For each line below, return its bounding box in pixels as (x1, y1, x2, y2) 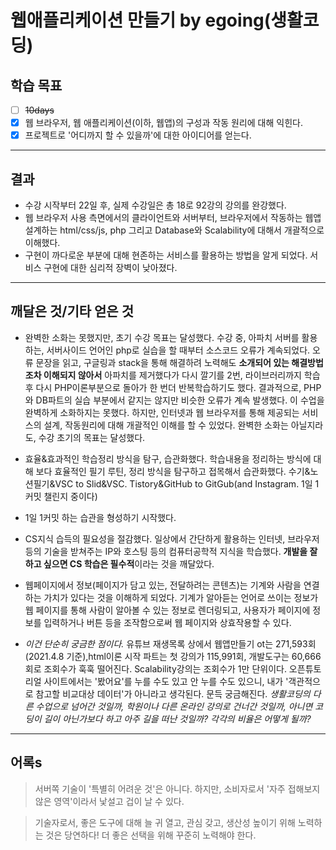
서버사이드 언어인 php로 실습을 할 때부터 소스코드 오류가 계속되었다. (46, 344, 311, 356)
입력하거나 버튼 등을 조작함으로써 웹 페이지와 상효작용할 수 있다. (43, 616, 292, 628)
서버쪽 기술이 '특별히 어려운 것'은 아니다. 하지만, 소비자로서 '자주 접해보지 (34, 782, 321, 795)
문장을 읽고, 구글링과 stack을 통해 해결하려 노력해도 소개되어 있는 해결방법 (35, 356, 324, 368)
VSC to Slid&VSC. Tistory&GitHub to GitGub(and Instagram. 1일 (54, 477, 313, 490)
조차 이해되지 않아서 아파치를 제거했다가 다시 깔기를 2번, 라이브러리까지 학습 (24, 369, 321, 381)
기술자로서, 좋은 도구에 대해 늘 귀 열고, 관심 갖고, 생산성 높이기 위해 (34, 816, 296, 828)
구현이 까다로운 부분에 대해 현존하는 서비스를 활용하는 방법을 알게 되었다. (24, 249, 308, 261)
